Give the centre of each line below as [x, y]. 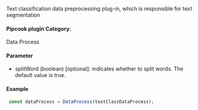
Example [17, 89]
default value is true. [40, 75]
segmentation [23, 15]
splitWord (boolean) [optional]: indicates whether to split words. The [99, 69]
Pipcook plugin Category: [39, 29]
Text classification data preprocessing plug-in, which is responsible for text [99, 9]
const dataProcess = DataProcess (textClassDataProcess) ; [81, 102]
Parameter [19, 56]
